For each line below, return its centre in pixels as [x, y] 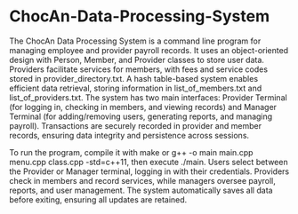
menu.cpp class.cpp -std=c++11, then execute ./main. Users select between [149, 162]
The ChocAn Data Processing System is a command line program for [135, 41]
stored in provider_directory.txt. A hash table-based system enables [134, 78]
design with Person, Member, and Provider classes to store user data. [137, 59]
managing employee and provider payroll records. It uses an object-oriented [149, 50]
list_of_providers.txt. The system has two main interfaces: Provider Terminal [148, 97]
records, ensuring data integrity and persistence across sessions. [129, 135]
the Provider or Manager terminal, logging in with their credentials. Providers [149, 171]
